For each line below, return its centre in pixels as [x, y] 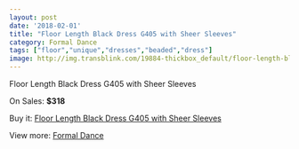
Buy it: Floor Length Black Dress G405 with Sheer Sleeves [116, 118]
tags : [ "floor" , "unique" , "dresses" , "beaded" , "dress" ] [111, 51]
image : [21, 59]
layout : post [33, 17]
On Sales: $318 [37, 101]
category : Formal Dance [53, 42]
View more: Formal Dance [57, 135]
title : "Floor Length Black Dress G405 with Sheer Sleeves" [123, 34]
